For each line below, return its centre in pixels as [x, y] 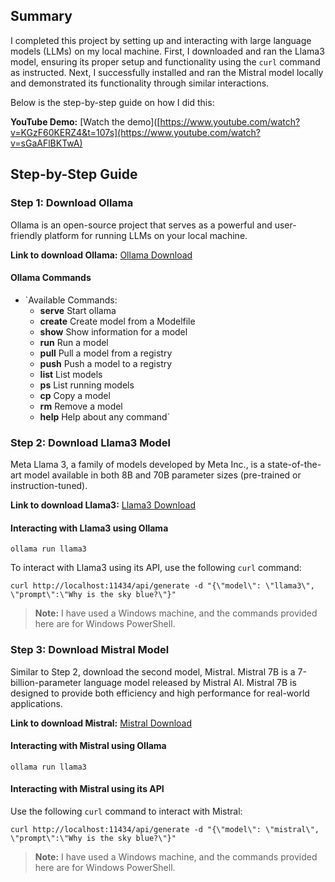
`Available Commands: [71, 300]
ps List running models [87, 385]
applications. [36, 703]
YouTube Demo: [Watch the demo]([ [85, 121]
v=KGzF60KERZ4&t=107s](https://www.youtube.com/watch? [135, 132]
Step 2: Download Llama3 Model [90, 442]
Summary [41, 16]
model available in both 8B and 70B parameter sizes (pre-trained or [162, 475]
